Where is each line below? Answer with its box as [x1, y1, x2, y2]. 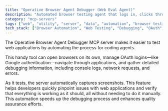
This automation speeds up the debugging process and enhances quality [5, 96, 156, 102]
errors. [5, 70, 19, 76]
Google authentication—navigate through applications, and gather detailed [5, 60, 159, 66]
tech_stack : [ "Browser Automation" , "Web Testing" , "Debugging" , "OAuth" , [5, 26, 164, 31]
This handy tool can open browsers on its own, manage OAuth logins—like [5, 54, 158, 60]
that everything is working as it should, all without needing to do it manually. [5, 91, 161, 97]
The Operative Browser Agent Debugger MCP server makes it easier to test [5, 39, 160, 45]
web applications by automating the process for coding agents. [5, 45, 135, 51]
